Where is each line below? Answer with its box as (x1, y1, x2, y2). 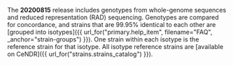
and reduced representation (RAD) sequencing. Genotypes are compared (7, 13, 219, 21)
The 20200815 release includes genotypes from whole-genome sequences (7, 6, 227, 14)
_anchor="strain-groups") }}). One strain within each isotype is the (7, 35, 199, 44)
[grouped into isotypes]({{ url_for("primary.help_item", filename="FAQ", (7, 28, 213, 36)
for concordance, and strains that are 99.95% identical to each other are (7, 21, 216, 28)
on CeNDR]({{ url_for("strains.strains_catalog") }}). (7, 50, 153, 58)
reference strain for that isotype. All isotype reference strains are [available (7, 43, 224, 50)
